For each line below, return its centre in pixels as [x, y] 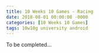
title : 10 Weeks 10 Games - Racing [50, 11]
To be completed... [29, 45]
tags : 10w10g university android [47, 28]
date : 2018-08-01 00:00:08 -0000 [47, 17]
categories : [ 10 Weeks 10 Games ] [47, 22]
